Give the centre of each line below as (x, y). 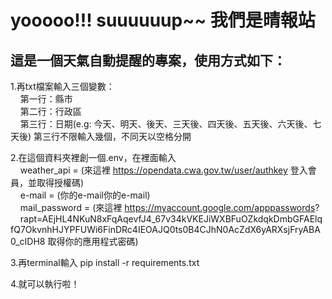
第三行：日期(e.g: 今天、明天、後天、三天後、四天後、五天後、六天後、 (166, 124)
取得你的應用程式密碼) (93, 241)
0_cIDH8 (28, 241)
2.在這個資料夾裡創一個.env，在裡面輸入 (93, 157)
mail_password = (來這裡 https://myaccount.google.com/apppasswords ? (169, 207)
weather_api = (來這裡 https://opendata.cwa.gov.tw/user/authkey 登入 (163, 170)
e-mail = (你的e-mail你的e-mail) (85, 195)
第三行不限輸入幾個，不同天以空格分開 (112, 136)
